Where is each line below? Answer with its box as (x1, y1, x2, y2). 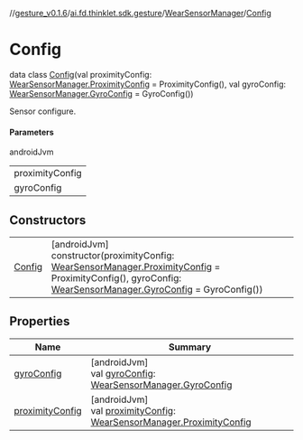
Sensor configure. (9, 106, 77, 117)
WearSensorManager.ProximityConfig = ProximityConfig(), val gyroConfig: (9, 79, 287, 89)
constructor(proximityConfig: (50, 248, 175, 261)
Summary (168, 341, 212, 353)
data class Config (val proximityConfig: (9, 69, 152, 80)
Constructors (9, 212, 87, 228)
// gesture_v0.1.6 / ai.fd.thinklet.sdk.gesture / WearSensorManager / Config (9, 8, 272, 18)
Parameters (9, 126, 54, 137)
